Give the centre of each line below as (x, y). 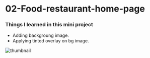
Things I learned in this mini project (49, 25)
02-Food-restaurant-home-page (75, 9)
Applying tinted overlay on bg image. (51, 41)
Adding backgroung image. (41, 35)
